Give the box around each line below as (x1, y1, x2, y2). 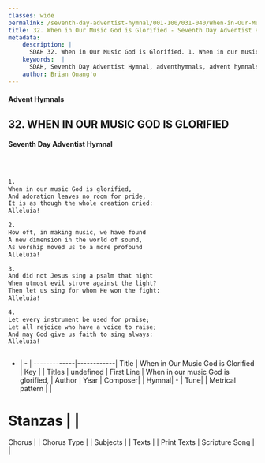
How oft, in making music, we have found (8, 229, 147, 237)
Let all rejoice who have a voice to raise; (8, 323, 157, 331)
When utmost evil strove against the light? (8, 279, 157, 288)
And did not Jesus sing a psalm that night (8, 272, 154, 280)
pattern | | (19, 384, 53, 394)
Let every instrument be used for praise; (8, 316, 150, 323)
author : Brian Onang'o (22, 70, 97, 78)
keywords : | (22, 56, 65, 64)
